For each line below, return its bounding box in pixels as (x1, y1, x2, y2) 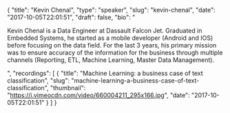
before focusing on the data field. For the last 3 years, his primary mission (7, 41, 217, 49)
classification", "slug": (7, 76, 70, 85)
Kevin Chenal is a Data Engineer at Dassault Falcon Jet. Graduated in (7, 27, 202, 34)
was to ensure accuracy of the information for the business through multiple (7, 48, 223, 56)
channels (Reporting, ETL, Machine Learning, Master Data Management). (7, 56, 215, 64)
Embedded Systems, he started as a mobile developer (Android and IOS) (7, 34, 213, 42)
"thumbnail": (50, 84, 86, 92)
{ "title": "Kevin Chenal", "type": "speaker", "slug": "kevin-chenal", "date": (7, 6, 216, 14)
